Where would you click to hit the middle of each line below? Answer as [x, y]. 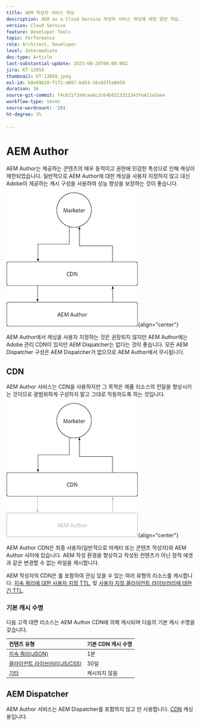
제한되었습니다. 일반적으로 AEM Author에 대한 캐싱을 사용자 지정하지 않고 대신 [98, 176]
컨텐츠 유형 [22, 644]
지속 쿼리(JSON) [29, 654]
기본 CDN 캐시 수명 [110, 644]
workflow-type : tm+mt [33, 102]
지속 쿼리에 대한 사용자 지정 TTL [52, 583]
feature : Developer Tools [39, 32]
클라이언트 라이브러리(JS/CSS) [45, 663]
